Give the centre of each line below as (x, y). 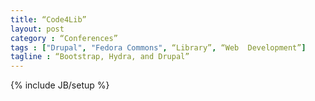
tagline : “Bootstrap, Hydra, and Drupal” (100, 57)
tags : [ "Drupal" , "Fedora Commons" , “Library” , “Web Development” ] (158, 47)
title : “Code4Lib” (48, 19)
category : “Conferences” (64, 38)
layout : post (37, 29)
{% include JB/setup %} (60, 85)
